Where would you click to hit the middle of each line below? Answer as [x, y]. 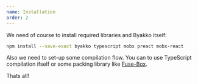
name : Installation [31, 12]
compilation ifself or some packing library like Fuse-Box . [77, 64]
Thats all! [18, 76]
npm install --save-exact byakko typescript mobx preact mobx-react [95, 46]
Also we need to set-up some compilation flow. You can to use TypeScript [99, 58]
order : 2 [17, 18]
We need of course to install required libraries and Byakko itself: [87, 35]
